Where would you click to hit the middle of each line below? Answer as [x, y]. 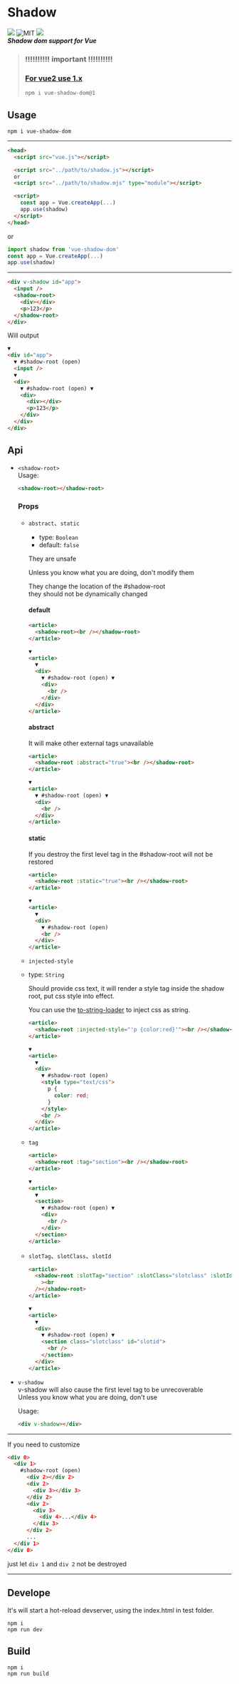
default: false [59, 545]
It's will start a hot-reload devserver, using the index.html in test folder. [111, 1610]
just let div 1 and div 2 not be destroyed [67, 1563]
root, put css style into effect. [71, 996]
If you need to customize [44, 1444]
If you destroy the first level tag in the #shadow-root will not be [121, 854]
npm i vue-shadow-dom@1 [60, 93]
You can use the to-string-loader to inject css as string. [109, 1010]
